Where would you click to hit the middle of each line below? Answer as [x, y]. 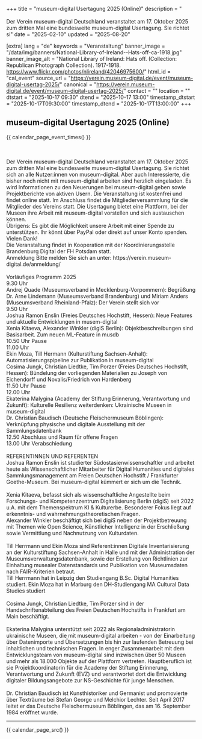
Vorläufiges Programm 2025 [41, 277]
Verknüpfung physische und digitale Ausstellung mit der [76, 424]
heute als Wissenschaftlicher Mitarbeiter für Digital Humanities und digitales [100, 469]
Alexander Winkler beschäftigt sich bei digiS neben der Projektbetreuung [96, 520]
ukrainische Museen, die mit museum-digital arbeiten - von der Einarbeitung [101, 635]
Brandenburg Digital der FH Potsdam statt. [59, 251]
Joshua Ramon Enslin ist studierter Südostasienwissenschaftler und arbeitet [100, 462]
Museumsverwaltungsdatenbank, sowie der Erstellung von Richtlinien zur [97, 558]
